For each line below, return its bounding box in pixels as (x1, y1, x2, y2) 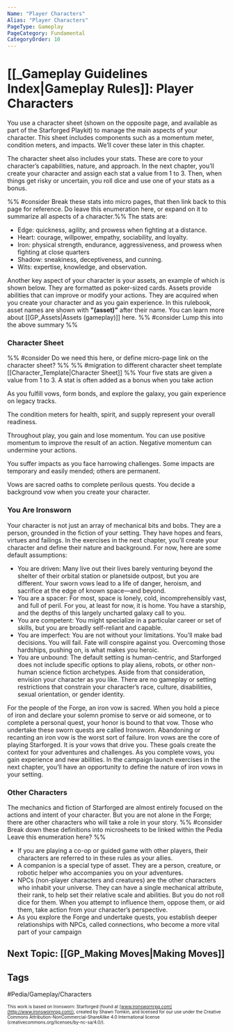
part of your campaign (17, 928, 82, 936)
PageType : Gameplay (7, 23, 64, 30)
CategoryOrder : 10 (7, 36, 61, 43)
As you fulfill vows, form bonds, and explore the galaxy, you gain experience (7, 389, 226, 398)
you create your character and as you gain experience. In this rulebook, (7, 299, 212, 307)
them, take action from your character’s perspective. (17, 905, 168, 914)
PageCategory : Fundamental (7, 29, 86, 37)
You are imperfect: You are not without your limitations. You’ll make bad (17, 631, 223, 639)
